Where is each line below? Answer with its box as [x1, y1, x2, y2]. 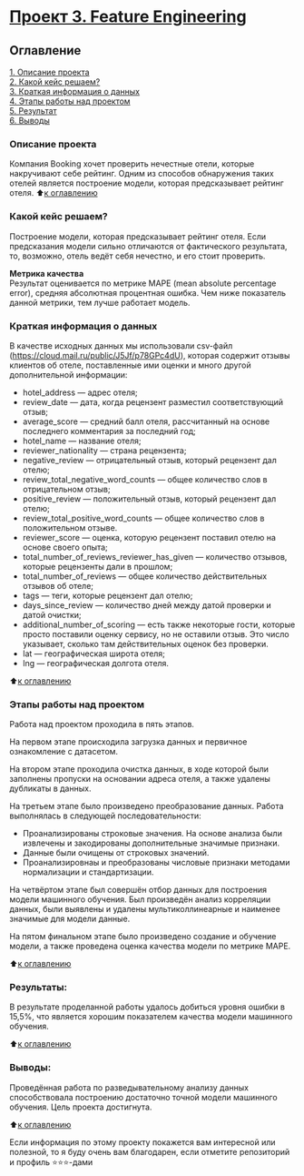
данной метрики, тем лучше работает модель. [9, 297, 191, 308]
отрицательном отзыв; [22, 483, 111, 494]
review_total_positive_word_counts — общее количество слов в [22, 512, 265, 523]
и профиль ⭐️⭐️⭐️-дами [9, 1156, 93, 1167]
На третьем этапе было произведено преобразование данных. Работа [9, 801, 284, 812]
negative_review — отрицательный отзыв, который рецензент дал [22, 454, 277, 465]
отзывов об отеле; [22, 580, 93, 591]
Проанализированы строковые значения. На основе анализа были [22, 828, 283, 839]
